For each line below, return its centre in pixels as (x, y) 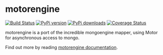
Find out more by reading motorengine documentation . (61, 47)
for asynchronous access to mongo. (42, 38)
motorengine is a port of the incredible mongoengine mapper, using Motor (81, 32)
